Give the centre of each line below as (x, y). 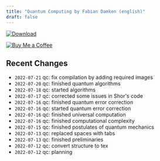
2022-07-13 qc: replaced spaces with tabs (65, 133)
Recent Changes (37, 63)
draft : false (22, 17)
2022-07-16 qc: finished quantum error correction (74, 102)
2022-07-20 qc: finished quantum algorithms (68, 84)
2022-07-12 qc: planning (43, 152)
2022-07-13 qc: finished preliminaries (59, 140)
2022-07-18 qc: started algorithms (55, 90)
